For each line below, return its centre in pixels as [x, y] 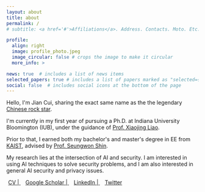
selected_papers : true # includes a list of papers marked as [87, 79]
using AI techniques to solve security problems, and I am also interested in [100, 164]
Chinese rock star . [29, 109]
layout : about [24, 12]
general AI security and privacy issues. [55, 171]
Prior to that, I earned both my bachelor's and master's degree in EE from [99, 139]
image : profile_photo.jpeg [46, 52]
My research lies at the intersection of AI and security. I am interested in [97, 158]
